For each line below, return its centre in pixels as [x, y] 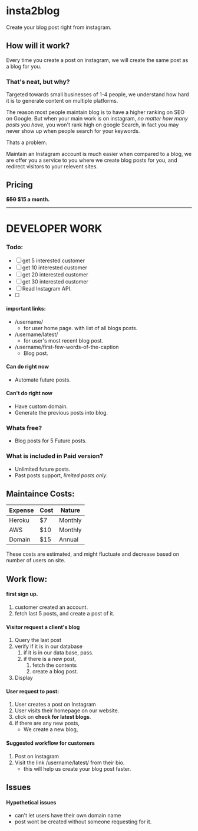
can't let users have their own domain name [68, 816]
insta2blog [33, 11]
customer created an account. [51, 607]
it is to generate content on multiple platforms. [62, 101]
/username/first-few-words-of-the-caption [67, 347]
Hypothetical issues [31, 802]
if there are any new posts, [47, 723]
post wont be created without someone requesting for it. [83, 822]
